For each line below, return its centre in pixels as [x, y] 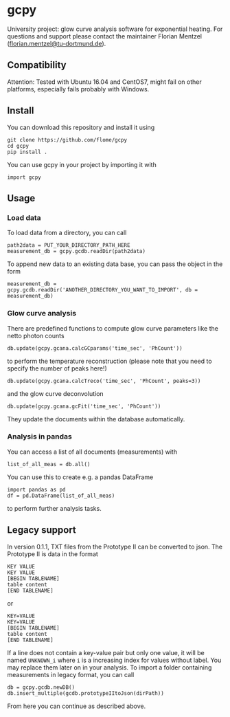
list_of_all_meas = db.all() [49, 464]
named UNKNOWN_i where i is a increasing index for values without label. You [114, 660]
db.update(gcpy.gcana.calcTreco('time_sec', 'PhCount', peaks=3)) [104, 381]
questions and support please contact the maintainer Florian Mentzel [105, 36]
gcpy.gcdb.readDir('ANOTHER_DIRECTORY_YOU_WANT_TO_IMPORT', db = [102, 290]
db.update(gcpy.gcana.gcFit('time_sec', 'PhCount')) [84, 406]
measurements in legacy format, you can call [71, 674]
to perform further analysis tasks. [54, 508]
